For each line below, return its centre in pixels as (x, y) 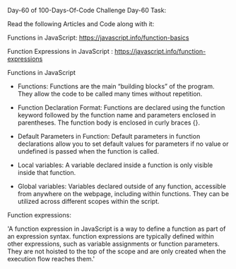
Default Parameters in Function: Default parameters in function (109, 136)
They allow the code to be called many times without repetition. (110, 94)
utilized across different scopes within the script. (89, 201)
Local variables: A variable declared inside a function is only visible (115, 165)
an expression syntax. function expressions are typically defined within (111, 236)
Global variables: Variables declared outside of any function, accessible (122, 186)
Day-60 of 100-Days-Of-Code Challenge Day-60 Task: (87, 10)
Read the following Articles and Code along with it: (81, 24)
